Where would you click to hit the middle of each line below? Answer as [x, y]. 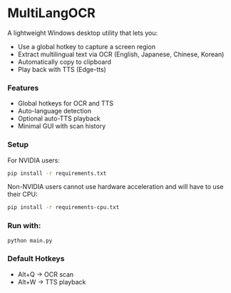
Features [23, 88]
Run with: [24, 226]
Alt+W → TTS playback [52, 282]
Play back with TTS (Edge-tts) [62, 69]
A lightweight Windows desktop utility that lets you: [83, 33]
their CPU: [22, 195]
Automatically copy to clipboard [65, 61]
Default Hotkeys [36, 259]
